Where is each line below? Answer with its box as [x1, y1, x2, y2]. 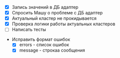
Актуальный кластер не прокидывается [11, 15, 97, 21]
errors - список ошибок [19, 42, 69, 48]
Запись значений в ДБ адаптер [11, 4, 79, 10]
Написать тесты [11, 27, 46, 33]
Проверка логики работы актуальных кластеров [11, 21, 116, 27]
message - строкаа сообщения [19, 47, 85, 54]
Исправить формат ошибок [11, 37, 70, 43]
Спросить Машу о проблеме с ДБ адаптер [11, 10, 103, 16]
